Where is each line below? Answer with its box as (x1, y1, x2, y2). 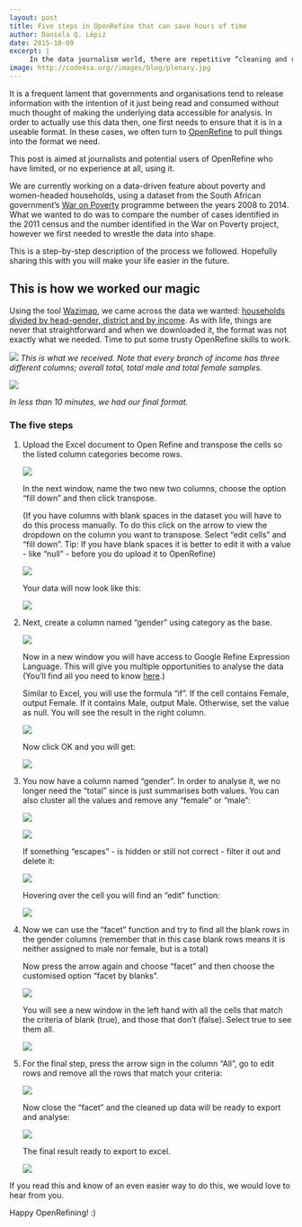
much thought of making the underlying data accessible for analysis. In (9, 107, 272, 118)
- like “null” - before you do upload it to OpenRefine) (22, 548, 217, 559)
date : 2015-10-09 (9, 38, 75, 48)
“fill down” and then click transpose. (22, 492, 157, 503)
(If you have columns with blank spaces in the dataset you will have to (22, 510, 282, 520)
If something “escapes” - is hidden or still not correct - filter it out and (22, 845, 281, 856)
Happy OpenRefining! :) (9, 1207, 96, 1218)
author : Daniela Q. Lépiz (9, 30, 106, 39)
